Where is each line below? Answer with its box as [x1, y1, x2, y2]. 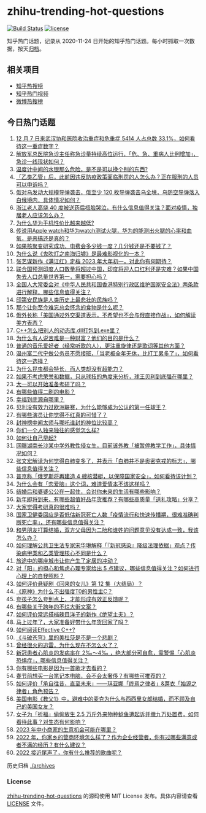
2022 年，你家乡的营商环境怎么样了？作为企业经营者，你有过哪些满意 [15, 733, 193, 741]
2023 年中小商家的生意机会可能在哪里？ [15, 726, 117, 733]
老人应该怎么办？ [21, 211, 65, 219]
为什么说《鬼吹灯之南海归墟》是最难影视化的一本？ [15, 250, 145, 257]
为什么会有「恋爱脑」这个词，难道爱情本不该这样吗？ [15, 480, 151, 488]
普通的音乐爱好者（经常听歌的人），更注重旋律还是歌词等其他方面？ [15, 342, 186, 349]
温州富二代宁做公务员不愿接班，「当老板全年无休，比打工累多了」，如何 [15, 349, 194, 357]
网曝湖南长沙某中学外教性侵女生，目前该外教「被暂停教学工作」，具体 [15, 442, 191, 449]
